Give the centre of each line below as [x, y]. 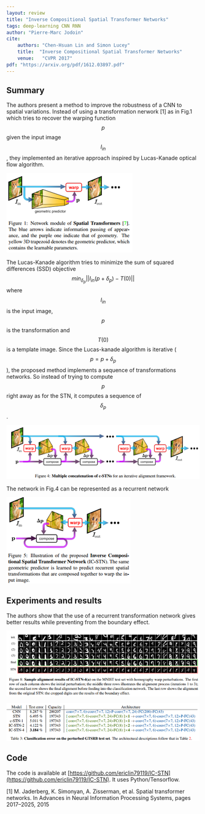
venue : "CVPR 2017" [45, 58]
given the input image [34, 138]
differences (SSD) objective [41, 269]
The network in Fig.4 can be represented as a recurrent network [87, 489]
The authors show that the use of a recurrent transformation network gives [101, 615]
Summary [25, 91]
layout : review [26, 13]
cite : [13, 39]
